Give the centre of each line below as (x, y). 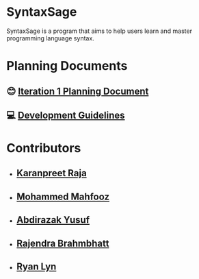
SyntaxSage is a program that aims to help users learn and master (99, 31)
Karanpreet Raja (51, 173)
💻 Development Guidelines (66, 115)
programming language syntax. (51, 38)
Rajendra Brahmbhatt (63, 243)
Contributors (44, 148)
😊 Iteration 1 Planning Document (78, 91)
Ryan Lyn (36, 267)
